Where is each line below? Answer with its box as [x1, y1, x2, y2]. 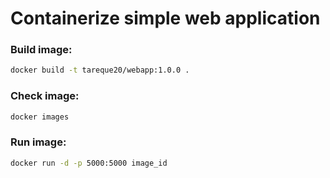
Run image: [10, 135, 67, 149]
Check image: [10, 89, 80, 103]
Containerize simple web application [10, 7, 321, 30]
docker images [10, 112, 70, 122]
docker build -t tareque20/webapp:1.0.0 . [10, 65, 190, 76]
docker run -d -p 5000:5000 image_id [10, 158, 168, 168]
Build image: [10, 43, 73, 57]
